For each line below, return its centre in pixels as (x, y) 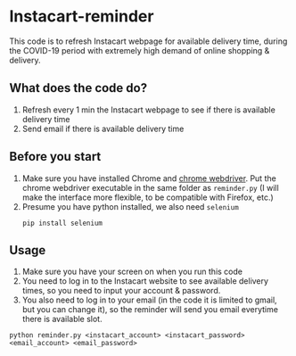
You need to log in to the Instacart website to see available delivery (145, 281)
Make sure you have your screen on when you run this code (132, 272)
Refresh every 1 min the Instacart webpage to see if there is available (149, 110)
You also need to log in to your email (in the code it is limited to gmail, (150, 300)
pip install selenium (62, 223)
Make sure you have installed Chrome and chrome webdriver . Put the (149, 178)
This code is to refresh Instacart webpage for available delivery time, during (148, 41)
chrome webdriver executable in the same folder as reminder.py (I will (150, 187)
